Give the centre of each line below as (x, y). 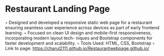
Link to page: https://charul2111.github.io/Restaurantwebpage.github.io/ (77, 48)
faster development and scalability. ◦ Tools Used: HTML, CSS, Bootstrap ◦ (80, 43)
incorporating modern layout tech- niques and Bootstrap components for (79, 38)
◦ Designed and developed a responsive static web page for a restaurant (79, 22)
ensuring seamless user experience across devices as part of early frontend (82, 27)
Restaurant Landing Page (58, 9)
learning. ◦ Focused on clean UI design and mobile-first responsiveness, (79, 33)
